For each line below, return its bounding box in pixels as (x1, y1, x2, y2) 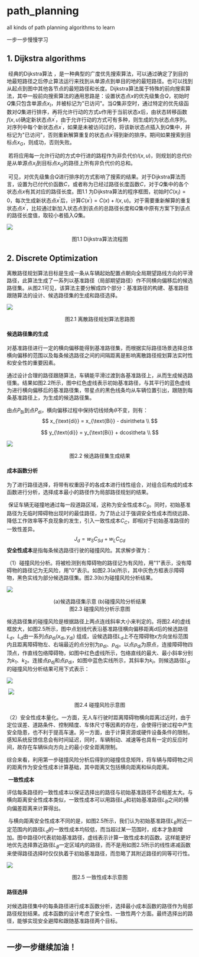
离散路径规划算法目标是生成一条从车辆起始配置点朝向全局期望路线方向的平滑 (6, 270, 193, 277)
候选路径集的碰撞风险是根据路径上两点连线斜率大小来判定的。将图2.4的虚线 (6, 618, 191, 625)
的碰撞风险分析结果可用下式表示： (6, 665, 90, 672)
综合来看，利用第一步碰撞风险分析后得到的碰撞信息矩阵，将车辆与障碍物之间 (6, 756, 193, 763)
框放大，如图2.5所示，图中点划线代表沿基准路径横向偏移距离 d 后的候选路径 (6, 625, 188, 632)
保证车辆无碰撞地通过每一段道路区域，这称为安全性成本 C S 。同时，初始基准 (8, 501, 191, 510)
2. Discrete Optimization (6, 253, 98, 263)
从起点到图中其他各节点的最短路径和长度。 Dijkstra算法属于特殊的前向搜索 (6, 85, 185, 92)
